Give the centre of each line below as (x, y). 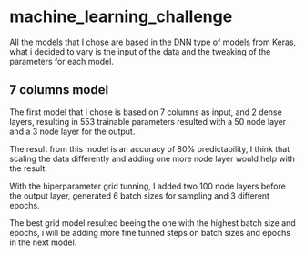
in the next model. (43, 242)
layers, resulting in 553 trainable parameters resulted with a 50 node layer (148, 121)
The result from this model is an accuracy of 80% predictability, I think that (149, 148)
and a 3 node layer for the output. (72, 131)
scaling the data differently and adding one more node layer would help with (152, 158)
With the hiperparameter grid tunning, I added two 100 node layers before (148, 186)
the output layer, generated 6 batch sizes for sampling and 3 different (140, 195)
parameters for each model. (61, 61)
